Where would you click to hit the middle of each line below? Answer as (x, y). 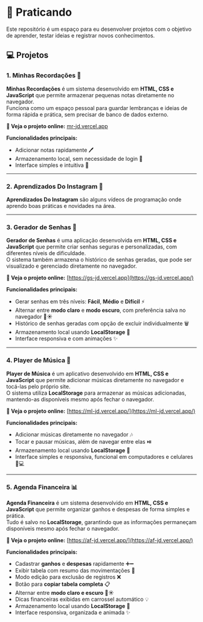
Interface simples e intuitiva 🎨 (52, 165)
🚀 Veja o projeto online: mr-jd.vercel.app (57, 126)
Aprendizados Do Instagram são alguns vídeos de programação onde (94, 199)
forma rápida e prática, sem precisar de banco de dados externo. (88, 114)
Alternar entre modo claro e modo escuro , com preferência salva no (100, 310)
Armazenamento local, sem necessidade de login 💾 (79, 158)
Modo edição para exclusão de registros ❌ (68, 577)
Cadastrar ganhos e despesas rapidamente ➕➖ (74, 563)
